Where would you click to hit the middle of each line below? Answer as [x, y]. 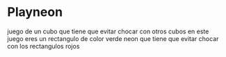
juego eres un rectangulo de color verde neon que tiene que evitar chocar [113, 38]
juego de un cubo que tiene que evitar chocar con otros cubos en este [108, 31]
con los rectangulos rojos [43, 46]
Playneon [35, 12]
